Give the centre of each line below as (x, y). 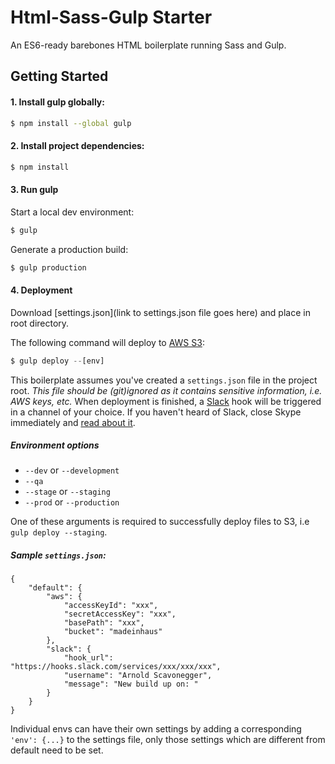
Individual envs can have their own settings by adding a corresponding (156, 729)
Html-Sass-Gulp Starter (111, 17)
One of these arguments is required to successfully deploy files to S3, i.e (160, 522)
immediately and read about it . (73, 422)
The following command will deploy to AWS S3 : (107, 342)
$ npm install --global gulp (71, 123)
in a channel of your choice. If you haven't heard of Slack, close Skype (156, 412)
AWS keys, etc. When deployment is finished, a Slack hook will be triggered (166, 401)
